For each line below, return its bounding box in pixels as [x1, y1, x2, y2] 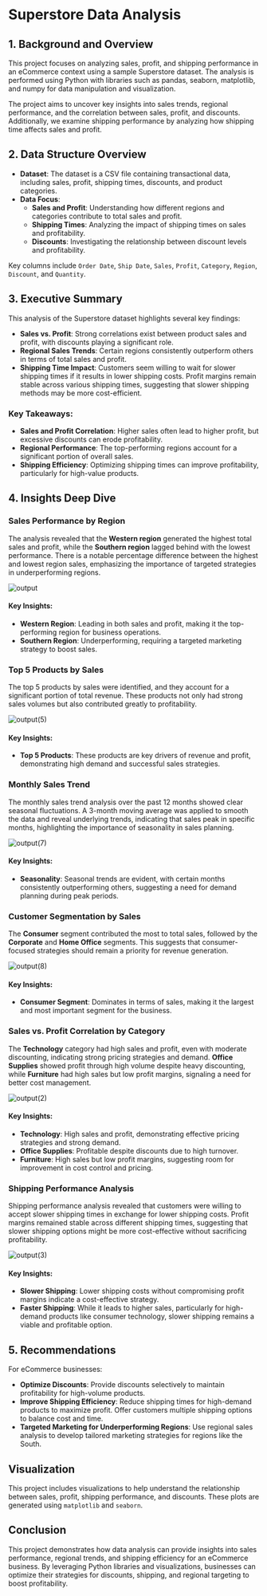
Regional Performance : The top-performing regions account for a [19, 442, 238, 452]
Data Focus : [19, 194, 61, 204]
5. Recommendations [8, 1343, 116, 1357]
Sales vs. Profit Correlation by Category [8, 1026, 166, 1037]
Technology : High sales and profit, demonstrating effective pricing [19, 1129, 240, 1138]
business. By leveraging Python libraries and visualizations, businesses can [8, 1561, 257, 1571]
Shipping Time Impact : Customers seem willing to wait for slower [19, 363, 236, 372]
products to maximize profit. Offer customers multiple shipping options [19, 1405, 253, 1415]
